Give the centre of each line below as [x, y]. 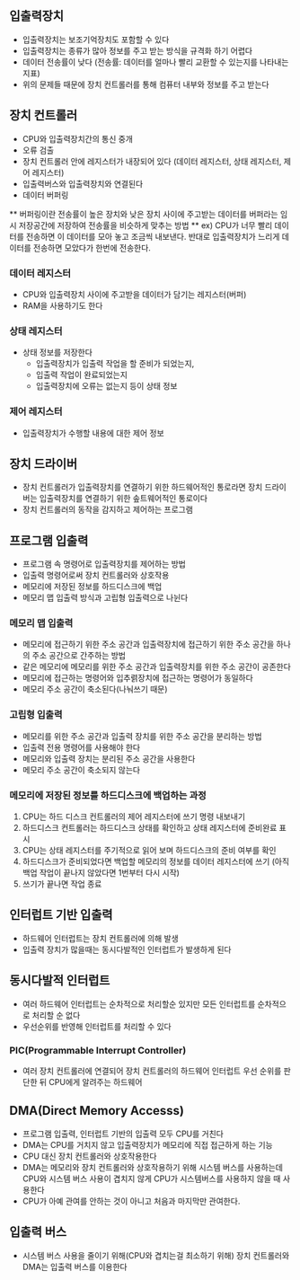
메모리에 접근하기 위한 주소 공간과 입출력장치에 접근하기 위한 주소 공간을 [148, 644]
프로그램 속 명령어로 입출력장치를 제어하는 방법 [104, 564]
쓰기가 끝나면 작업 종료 [62, 884]
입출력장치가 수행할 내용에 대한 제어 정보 [93, 433]
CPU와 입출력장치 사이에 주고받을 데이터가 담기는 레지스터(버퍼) [134, 294]
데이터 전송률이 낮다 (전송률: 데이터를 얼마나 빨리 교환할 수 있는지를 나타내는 [155, 62]
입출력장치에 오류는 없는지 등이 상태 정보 [106, 386]
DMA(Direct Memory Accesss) [97, 1111]
